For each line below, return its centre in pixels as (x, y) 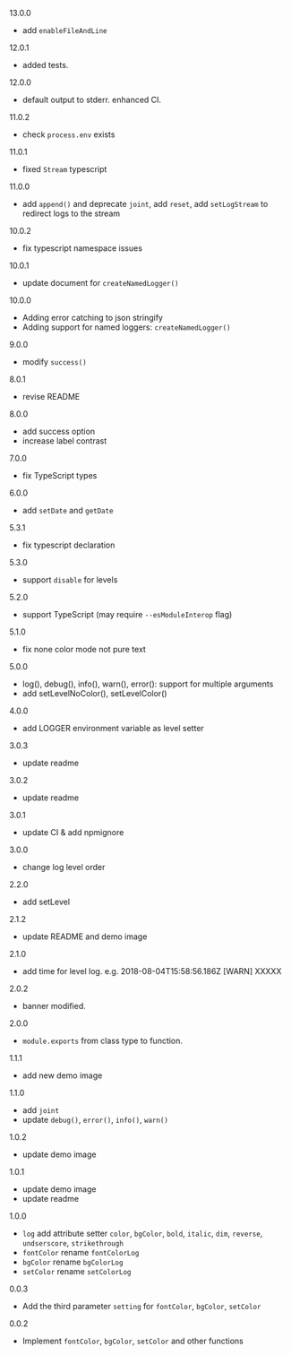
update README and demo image (85, 936)
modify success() (54, 362)
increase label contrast (64, 441)
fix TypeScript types (60, 475)
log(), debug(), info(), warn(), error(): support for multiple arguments (148, 684)
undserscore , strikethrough (73, 1243)
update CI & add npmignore (73, 832)
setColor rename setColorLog (77, 1271)
